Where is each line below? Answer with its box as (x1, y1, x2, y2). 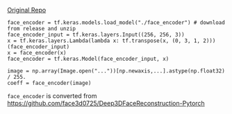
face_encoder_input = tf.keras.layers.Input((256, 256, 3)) (7, 31, 185, 38)
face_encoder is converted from (7, 92, 97, 99)
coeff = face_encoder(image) (7, 79, 92, 86)
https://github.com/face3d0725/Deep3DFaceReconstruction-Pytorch (7, 99, 205, 107)
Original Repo (7, 6, 47, 14)
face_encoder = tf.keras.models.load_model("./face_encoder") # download (7, 19, 226, 26)
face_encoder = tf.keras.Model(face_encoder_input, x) (7, 55, 169, 62)
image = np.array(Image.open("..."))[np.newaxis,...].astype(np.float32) (7, 68, 226, 75)
